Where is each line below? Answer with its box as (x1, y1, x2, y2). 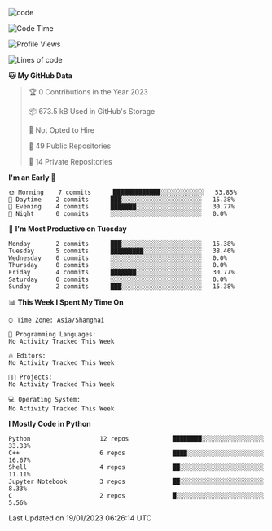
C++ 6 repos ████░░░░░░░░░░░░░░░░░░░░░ (8, 449, 265, 457)
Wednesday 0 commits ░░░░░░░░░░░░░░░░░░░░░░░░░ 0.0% (8, 254, 228, 262)
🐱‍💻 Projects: (8, 373, 53, 381)
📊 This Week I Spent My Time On (8, 297, 124, 307)
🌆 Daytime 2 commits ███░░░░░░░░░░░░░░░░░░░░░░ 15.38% (8, 195, 235, 204)
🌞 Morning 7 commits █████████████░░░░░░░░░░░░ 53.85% (8, 188, 238, 196)
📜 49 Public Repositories (28, 141, 112, 151)
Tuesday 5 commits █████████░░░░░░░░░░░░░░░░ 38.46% (8, 247, 235, 255)
